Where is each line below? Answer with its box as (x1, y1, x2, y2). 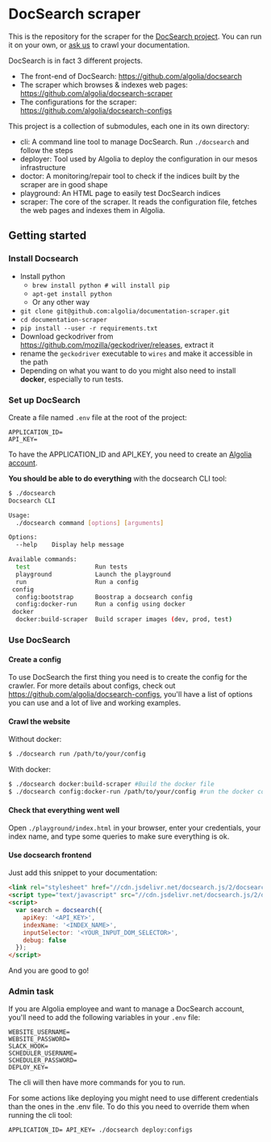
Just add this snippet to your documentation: (8, 868, 157, 877)
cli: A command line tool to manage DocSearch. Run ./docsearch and (19, 136, 249, 146)
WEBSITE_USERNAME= (8, 1028, 70, 1036)
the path (19, 356, 48, 367)
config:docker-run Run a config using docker (15, 600, 186, 609)
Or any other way (31, 297, 90, 306)
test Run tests (15, 563, 128, 571)
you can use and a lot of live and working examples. (8, 698, 181, 708)
